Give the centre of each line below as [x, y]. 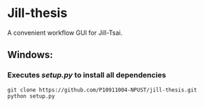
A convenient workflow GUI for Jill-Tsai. [65, 33]
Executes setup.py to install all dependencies [87, 75]
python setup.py [31, 96]
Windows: [30, 55]
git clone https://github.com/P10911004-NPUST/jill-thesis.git [102, 90]
